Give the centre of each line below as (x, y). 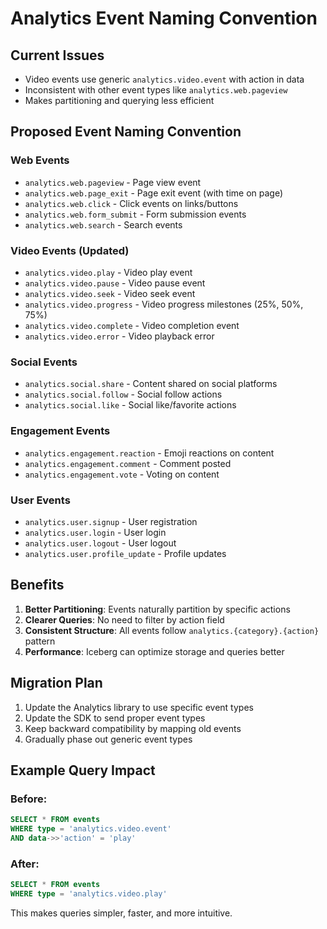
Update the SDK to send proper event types (115, 718)
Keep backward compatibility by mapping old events (133, 728)
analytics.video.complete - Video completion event (132, 325)
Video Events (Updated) (70, 250)
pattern (40, 641)
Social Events (44, 362)
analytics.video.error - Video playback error (119, 336)
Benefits (37, 585)
